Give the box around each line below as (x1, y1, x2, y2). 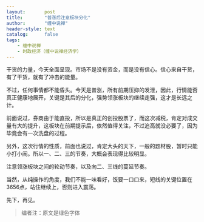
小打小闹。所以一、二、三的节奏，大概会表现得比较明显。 (6, 150, 150, 157)
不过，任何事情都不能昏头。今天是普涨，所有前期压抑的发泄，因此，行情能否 (6, 86, 198, 93)
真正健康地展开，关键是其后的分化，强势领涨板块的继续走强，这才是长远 (6, 93, 187, 101)
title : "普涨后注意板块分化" (6, 15, 91, 21)
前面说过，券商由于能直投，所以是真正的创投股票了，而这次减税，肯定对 (6, 114, 187, 121)
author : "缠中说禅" (6, 20, 69, 26)
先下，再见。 (6, 196, 38, 203)
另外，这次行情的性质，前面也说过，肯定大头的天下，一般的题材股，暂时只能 (6, 142, 198, 149)
